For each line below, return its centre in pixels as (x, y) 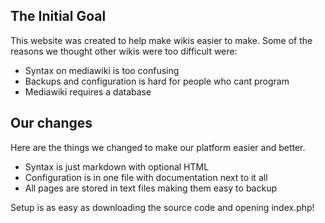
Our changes (51, 123)
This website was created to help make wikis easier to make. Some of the (161, 40)
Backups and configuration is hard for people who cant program (157, 81)
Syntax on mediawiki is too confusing (102, 70)
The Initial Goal (58, 16)
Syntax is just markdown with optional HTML (117, 166)
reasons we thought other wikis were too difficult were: (124, 51)
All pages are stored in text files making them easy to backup (150, 188)
